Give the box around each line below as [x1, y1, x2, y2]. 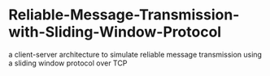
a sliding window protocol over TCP [8, 58, 128, 68]
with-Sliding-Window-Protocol [8, 23, 222, 41]
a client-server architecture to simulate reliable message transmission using [8, 49, 263, 59]
